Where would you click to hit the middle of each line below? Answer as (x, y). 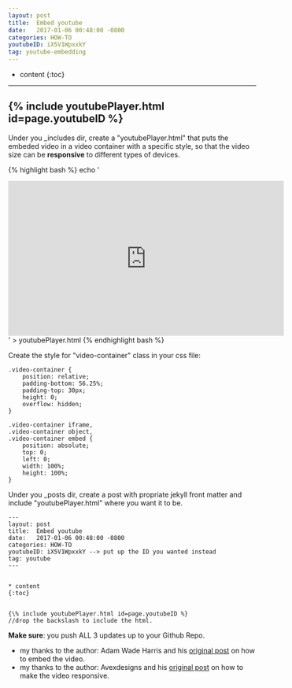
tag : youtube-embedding (47, 52)
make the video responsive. (65, 675)
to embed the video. (52, 659)
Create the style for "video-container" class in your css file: (104, 355)
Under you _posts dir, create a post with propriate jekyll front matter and (125, 494)
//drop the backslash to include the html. (81, 620)
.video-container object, (50, 431)
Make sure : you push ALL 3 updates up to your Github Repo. (107, 635)
